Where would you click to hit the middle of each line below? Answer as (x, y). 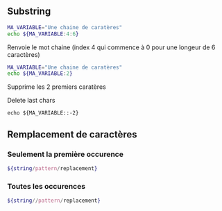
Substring (29, 11)
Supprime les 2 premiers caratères (57, 87)
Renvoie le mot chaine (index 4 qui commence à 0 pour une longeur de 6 (111, 47)
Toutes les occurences (46, 186)
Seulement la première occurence (65, 154)
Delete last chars (31, 101)
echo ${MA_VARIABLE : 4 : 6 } (43, 34)
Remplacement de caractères (72, 134)
